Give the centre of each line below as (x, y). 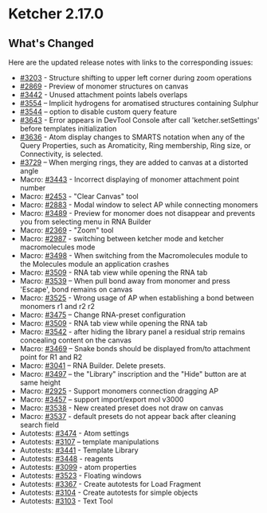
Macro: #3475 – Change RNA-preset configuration (102, 315)
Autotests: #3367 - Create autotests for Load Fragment (110, 484)
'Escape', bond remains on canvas (76, 289)
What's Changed (51, 43)
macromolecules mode (57, 247)
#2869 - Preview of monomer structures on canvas (104, 86)
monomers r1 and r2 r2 (57, 306)
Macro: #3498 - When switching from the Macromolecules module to (134, 255)
